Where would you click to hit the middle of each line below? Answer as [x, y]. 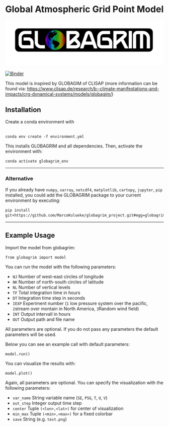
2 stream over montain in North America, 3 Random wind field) [76, 309]
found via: [16, 89]
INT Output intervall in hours [41, 314]
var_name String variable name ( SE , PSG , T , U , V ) [60, 398]
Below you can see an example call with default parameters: [67, 344]
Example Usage [30, 235]
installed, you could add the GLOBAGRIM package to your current [73, 195]
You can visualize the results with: [40, 363]
